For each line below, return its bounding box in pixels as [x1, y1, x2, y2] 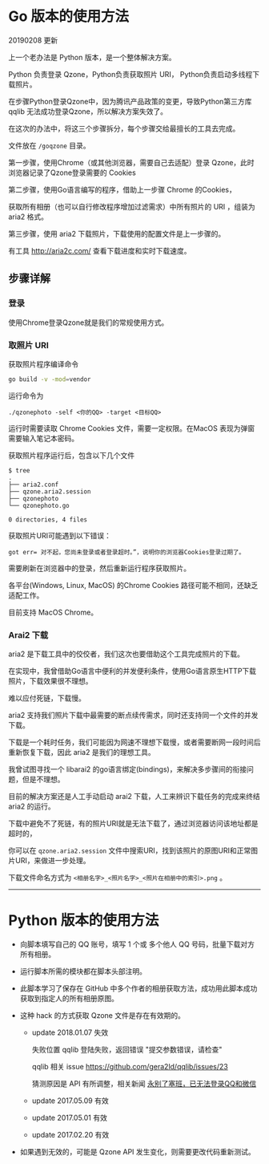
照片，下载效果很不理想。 [8, 676, 93, 686]
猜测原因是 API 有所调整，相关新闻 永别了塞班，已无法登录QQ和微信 [31, 1079, 257, 1089]
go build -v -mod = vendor [8, 375, 91, 383]
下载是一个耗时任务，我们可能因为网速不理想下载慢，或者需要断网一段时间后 [8, 737, 261, 747]
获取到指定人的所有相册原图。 [19, 994, 118, 1004]
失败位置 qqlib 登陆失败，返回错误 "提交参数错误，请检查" [31, 1044, 223, 1055]
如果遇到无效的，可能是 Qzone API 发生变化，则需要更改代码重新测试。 [19, 1147, 256, 1157]
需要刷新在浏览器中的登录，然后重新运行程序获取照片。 [8, 563, 191, 573]
